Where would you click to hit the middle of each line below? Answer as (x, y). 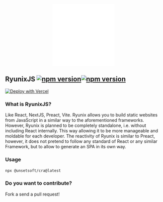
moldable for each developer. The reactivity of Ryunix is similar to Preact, (80, 136)
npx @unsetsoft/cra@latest (33, 171)
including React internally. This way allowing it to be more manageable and (81, 131)
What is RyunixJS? (28, 104)
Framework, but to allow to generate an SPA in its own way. (66, 147)
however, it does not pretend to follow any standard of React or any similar (81, 141)
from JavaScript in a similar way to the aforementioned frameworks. (75, 120)
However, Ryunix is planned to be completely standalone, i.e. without (76, 125)
